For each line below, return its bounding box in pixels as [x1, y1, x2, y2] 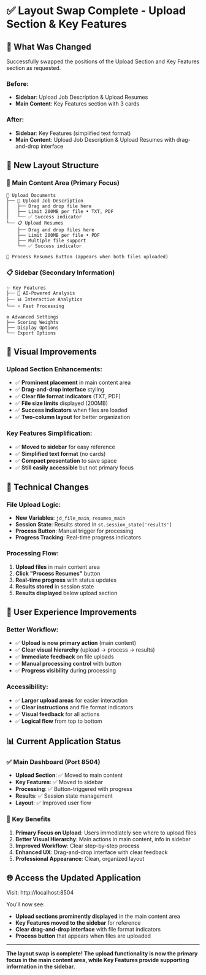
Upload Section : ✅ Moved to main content [15, 771, 123, 779]
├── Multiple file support [17, 237, 86, 244]
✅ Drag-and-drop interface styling [15, 386, 105, 393]
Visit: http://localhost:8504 [6, 889, 74, 896]
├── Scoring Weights [6, 319, 59, 325]
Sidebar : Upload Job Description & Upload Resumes [15, 93, 148, 101]
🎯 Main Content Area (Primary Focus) [6, 179, 120, 187]
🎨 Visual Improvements [6, 346, 97, 356]
